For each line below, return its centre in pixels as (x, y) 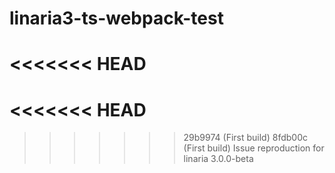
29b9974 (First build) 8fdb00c (245, 138)
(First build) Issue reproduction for (254, 148)
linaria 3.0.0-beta (218, 159)
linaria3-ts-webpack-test (116, 18)
